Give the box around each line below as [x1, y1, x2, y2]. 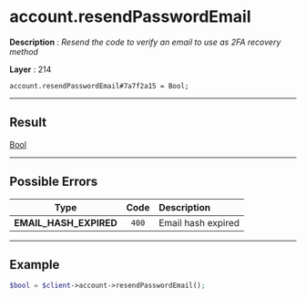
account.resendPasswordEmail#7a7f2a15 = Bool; [9, 81, 189, 90]
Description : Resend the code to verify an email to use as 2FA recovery [9, 36, 281, 47]
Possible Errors [9, 174, 98, 190]
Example [9, 257, 60, 272]
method [9, 46, 39, 57]
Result [9, 115, 47, 130]
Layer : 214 [9, 64, 52, 75]
